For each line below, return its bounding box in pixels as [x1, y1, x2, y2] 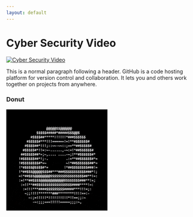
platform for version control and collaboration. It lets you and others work [6, 74, 187, 81]
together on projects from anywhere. [6, 80, 97, 88]
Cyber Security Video [6, 36, 116, 50]
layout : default [6, 10, 47, 16]
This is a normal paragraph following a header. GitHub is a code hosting [6, 68, 183, 75]
